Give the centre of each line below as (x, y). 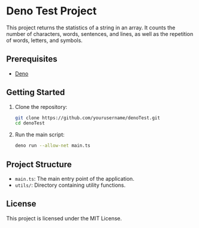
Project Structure (39, 164)
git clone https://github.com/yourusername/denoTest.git (88, 118)
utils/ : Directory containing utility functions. (70, 185)
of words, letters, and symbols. (44, 40)
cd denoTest (30, 123)
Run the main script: (40, 135)
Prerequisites (32, 59)
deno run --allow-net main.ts (53, 146)
